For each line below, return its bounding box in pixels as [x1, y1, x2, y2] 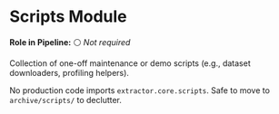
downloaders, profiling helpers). [9, 67, 130, 78]
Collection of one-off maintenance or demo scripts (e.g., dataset [9, 57, 252, 69]
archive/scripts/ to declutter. [9, 94, 123, 105]
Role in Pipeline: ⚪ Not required [9, 36, 131, 47]
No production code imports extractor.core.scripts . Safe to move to [9, 84, 271, 96]
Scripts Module [9, 6, 127, 27]
